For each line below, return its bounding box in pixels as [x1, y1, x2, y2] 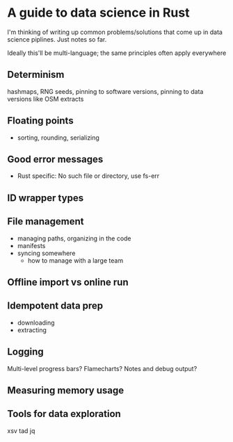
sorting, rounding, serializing [17, 133, 99, 142]
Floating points [7, 115, 74, 126]
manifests [17, 241, 46, 249]
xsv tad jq [7, 426, 35, 435]
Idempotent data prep [7, 300, 104, 312]
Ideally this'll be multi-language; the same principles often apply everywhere [7, 49, 227, 57]
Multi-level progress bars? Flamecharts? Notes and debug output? [7, 364, 198, 373]
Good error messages [7, 153, 104, 165]
